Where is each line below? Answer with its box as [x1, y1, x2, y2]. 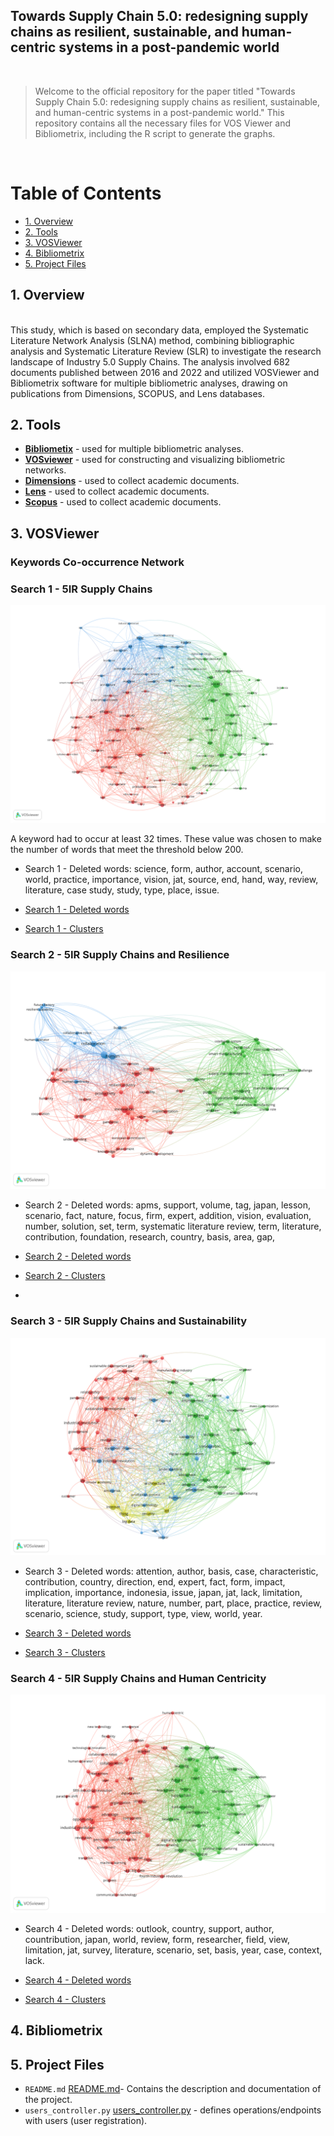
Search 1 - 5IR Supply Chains [10, 582, 153, 596]
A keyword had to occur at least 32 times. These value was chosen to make [10, 833, 322, 845]
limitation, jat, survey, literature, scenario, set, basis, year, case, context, [24, 1944, 323, 1956]
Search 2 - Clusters [24, 1270, 106, 1282]
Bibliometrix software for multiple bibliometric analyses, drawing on [10, 377, 288, 389]
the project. [24, 2093, 73, 2105]
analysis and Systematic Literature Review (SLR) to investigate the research [10, 345, 322, 357]
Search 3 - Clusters [24, 1646, 106, 1658]
